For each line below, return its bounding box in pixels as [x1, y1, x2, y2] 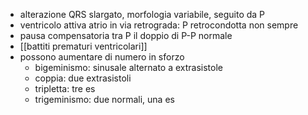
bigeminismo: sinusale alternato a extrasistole [34, 62, 224, 73]
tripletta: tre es [34, 83, 96, 94]
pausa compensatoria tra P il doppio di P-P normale [19, 30, 233, 41]
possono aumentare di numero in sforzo [19, 51, 185, 63]
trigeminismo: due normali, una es [34, 94, 175, 105]
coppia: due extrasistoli [34, 72, 132, 84]
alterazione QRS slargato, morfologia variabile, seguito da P [19, 9, 266, 20]
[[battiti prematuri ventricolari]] [19, 40, 148, 52]
